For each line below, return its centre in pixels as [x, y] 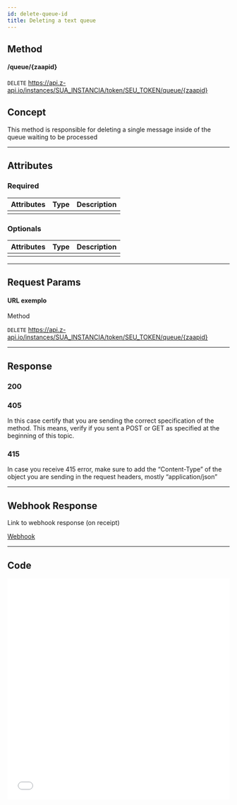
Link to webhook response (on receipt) [63, 523]
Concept [27, 113]
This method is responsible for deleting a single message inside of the [109, 129]
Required [23, 186]
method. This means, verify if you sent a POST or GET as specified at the [114, 428]
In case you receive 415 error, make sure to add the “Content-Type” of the [115, 469]
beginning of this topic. [41, 436]
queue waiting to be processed [52, 137]
